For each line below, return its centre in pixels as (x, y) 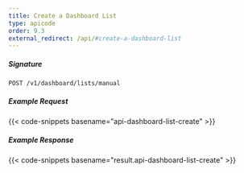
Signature (25, 64)
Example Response (41, 140)
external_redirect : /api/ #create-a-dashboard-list (95, 38)
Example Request (38, 101)
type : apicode (32, 23)
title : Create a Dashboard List (62, 16)
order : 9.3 (27, 31)
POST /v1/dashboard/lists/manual (64, 84)
